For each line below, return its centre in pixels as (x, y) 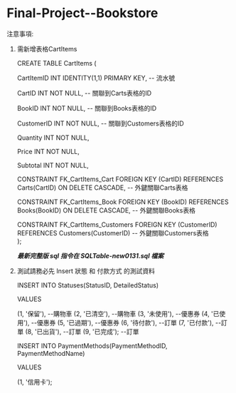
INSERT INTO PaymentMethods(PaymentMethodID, (92, 346)
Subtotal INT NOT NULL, (53, 165)
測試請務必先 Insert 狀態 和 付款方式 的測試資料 (86, 271)
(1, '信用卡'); (34, 382)
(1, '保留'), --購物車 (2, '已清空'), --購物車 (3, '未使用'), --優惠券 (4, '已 (118, 313)
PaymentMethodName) (51, 353)
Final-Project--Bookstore (82, 13)
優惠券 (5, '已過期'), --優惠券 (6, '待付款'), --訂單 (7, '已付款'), (125, 322)
